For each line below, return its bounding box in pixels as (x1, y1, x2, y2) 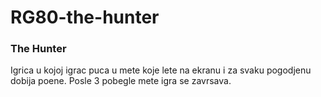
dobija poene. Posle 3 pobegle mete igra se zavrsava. (10, 75, 232, 87)
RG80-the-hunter (10, 6, 160, 29)
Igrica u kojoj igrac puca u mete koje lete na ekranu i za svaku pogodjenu (10, 64, 312, 76)
